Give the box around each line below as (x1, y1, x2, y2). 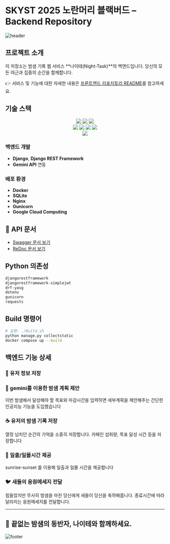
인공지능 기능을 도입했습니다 (5, 403, 61, 409)
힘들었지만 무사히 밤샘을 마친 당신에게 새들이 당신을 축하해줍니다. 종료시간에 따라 (5, 492, 165, 498)
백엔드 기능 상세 (5, 353, 52, 362)
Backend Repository (5, 16, 92, 27)
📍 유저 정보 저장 (5, 369, 41, 376)
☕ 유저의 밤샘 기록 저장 (5, 418, 58, 424)
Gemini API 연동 (12, 161, 47, 168)
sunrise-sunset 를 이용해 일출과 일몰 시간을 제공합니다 (5, 464, 114, 470)
